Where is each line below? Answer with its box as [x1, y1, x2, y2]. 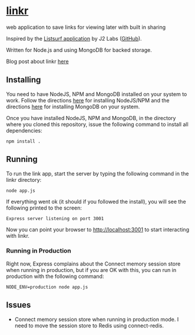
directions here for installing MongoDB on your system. [6, 103, 140, 110]
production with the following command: [6, 273, 104, 280]
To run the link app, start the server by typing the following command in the [6, 170, 189, 177]
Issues [6, 300, 31, 310]
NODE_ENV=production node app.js [6, 284, 88, 290]
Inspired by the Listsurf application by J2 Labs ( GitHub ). [6, 35, 143, 42]
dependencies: [6, 127, 42, 134]
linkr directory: [6, 176, 42, 183]
